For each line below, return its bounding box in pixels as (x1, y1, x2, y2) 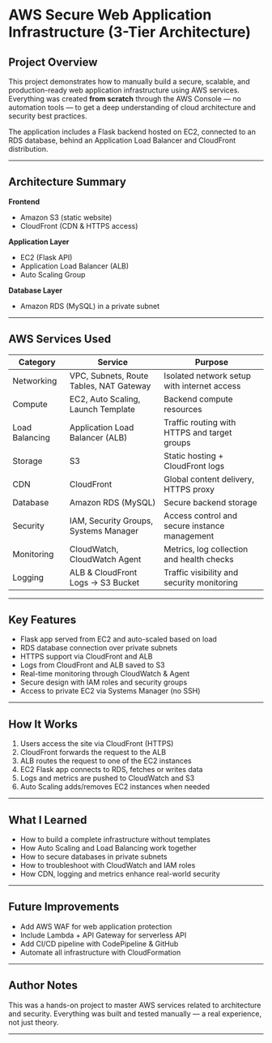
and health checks (164, 553, 234, 564)
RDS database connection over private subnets (19, 643, 178, 653)
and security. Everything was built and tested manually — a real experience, (8, 1008, 261, 1019)
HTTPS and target (164, 427, 232, 438)
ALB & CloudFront (69, 566, 138, 577)
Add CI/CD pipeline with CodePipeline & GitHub (19, 938, 179, 948)
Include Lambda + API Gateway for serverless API (19, 930, 187, 940)
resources (164, 403, 202, 414)
